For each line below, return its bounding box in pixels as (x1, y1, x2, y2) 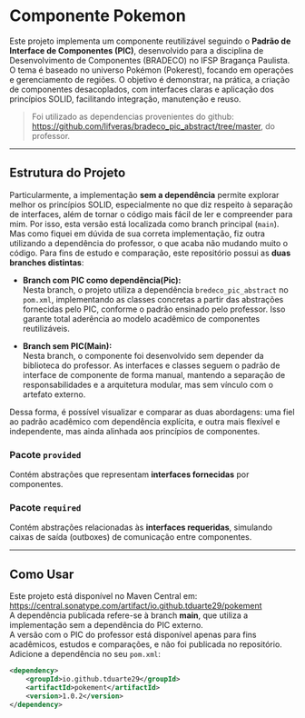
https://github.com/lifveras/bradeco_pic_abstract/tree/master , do (31, 120, 275, 132)
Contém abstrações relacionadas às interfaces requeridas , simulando (9, 522, 273, 533)
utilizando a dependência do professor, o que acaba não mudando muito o (9, 237, 289, 248)
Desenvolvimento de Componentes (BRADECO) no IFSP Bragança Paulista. (9, 55, 290, 65)
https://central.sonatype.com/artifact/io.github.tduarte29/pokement (9, 601, 262, 612)
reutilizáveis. (22, 323, 70, 334)
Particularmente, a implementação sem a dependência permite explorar (9, 189, 280, 200)
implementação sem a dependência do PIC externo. (9, 620, 204, 631)
